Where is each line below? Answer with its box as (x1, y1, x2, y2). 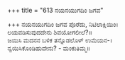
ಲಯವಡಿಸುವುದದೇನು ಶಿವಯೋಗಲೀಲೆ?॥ (7, 28, 92, 36)
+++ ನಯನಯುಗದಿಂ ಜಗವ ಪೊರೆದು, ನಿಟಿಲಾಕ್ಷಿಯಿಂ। (7, 20, 119, 28)
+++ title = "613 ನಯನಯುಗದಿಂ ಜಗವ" (7, 6, 104, 14)
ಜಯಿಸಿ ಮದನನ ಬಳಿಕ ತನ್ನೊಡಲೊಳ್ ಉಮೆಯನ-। (7, 36, 113, 44)
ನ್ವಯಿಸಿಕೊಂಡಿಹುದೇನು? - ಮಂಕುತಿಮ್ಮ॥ (7, 44, 91, 52)
